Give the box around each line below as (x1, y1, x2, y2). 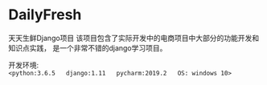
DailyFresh (8, 6, 82, 24)
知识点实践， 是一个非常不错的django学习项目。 (8, 42, 167, 53)
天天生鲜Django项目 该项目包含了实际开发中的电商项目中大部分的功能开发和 (8, 33, 260, 42)
